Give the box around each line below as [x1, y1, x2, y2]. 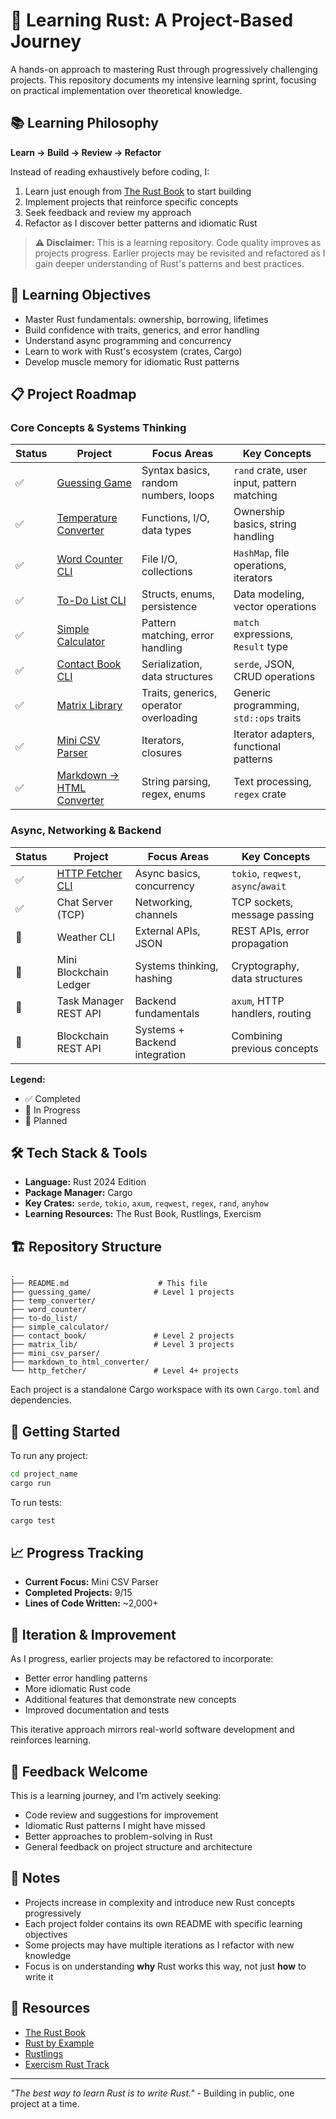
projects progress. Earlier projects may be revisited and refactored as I [34, 247, 326, 259]
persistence [141, 600, 198, 614]
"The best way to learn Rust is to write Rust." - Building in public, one [10, 2087, 295, 2099]
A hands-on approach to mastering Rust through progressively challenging [10, 63, 318, 75]
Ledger [56, 977, 91, 991]
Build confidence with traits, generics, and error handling [24, 324, 260, 336]
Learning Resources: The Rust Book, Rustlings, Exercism [24, 1208, 262, 1220]
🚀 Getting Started [10, 1423, 121, 1440]
